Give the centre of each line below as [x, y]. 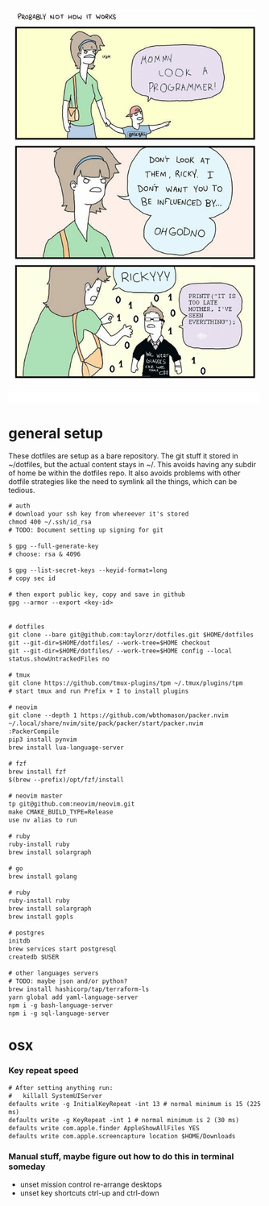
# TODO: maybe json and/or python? [68, 981]
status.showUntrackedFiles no [59, 659]
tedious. [22, 490]
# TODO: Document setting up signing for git [86, 530]
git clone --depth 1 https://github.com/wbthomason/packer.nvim [118, 715]
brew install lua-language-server [66, 748]
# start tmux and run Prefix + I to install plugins [99, 691]
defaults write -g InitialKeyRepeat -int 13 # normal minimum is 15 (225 [135, 1104]
